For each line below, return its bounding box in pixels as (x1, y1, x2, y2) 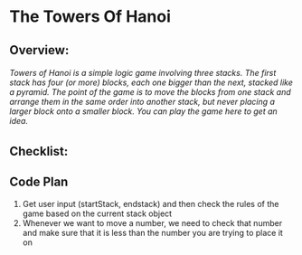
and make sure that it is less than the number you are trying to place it (22, 227, 283, 238)
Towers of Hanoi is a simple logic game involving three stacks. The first (9, 68, 277, 79)
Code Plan (9, 175, 69, 190)
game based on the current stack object (22, 208, 173, 219)
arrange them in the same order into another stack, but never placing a (9, 97, 276, 108)
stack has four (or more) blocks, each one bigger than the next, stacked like (9, 77, 294, 88)
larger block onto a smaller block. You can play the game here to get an (9, 106, 278, 117)
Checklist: (9, 143, 69, 159)
